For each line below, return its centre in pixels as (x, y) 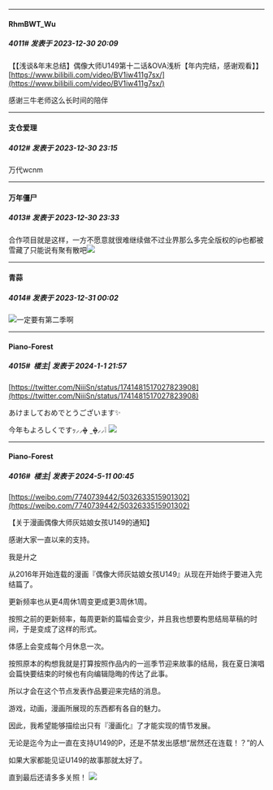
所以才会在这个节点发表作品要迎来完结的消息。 (87, 691)
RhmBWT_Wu (32, 24)
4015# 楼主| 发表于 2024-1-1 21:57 (68, 366)
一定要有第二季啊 (45, 320)
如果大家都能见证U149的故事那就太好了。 (78, 760)
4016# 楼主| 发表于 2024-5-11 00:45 (71, 476)
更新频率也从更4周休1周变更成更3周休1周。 (80, 601)
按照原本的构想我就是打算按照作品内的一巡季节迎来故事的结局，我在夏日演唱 (136, 664)
